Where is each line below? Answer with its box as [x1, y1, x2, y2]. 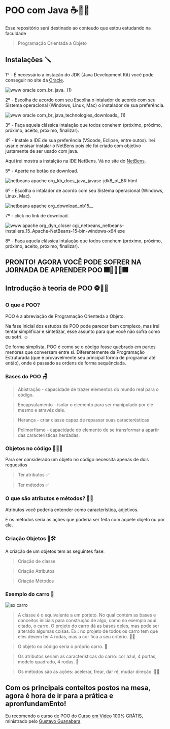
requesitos [5, 462, 28, 468]
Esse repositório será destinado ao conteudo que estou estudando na [5, 24, 151, 31]
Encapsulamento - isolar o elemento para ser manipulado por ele [17, 402, 154, 408]
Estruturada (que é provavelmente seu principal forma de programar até [5, 354, 156, 360]
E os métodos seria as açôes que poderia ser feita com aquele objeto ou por [5, 516, 165, 522]
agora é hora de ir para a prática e [5, 691, 114, 700]
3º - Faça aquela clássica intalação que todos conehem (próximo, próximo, [5, 122, 162, 128]
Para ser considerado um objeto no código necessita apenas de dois [5, 457, 149, 463]
